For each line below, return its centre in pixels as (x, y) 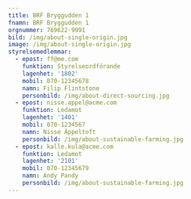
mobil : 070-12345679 (56, 168)
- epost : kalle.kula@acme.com (64, 147)
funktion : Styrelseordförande (72, 67)
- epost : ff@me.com (47, 60)
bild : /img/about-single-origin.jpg (68, 37)
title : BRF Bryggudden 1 (49, 15)
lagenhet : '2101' (50, 161)
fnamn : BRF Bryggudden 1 (49, 23)
